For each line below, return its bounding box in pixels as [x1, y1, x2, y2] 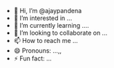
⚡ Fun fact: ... [13, 54, 52, 62]
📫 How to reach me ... [13, 37, 78, 44]
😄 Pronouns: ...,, [13, 46, 62, 55]
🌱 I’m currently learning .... [13, 22, 89, 29]
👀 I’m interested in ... [13, 14, 73, 22]
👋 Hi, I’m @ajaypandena [13, 7, 82, 15]
